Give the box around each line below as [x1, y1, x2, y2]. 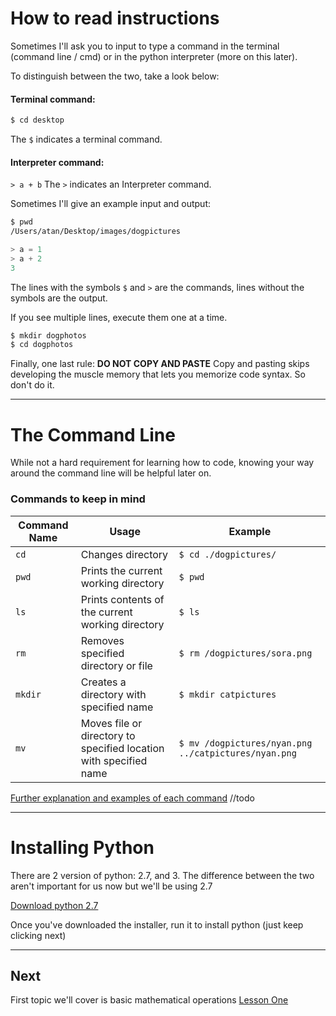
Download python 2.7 [10, 899, 99, 911]
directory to [80, 728, 136, 742]
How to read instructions [10, 7, 220, 30]
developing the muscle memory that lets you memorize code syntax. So [10, 368, 306, 381]
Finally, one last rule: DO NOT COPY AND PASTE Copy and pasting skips [10, 358, 310, 370]
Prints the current [80, 563, 163, 577]
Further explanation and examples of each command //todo [10, 792, 255, 804]
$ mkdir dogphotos [10, 330, 87, 341]
